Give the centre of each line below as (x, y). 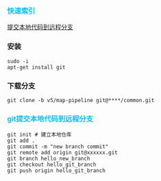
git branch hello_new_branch (49, 159)
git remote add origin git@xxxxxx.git (62, 153)
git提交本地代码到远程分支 (50, 119)
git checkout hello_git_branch (52, 165)
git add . (21, 141)
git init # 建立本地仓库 (39, 135)
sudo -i (18, 61)
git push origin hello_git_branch (57, 171)
